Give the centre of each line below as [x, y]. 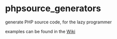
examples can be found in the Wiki [40, 31]
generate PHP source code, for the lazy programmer [58, 22]
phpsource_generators [53, 9]
